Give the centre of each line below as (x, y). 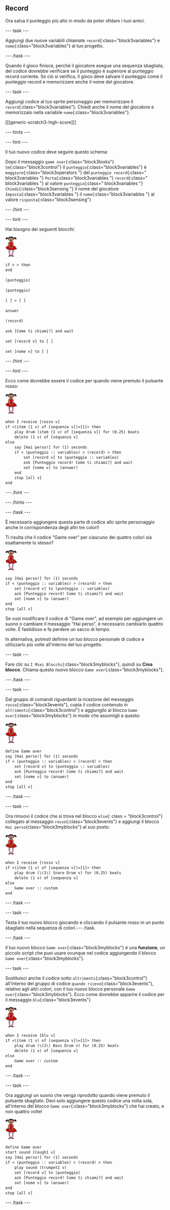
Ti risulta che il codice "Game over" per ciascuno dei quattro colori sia (79, 537)
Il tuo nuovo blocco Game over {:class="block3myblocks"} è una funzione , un (85, 947)
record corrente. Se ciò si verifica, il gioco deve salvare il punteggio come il (84, 76)
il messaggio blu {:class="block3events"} (48, 1000)
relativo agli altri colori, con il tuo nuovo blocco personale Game (70, 989)
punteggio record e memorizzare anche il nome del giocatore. (70, 81)
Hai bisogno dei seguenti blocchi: (40, 229)
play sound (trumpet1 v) (41, 1167)
